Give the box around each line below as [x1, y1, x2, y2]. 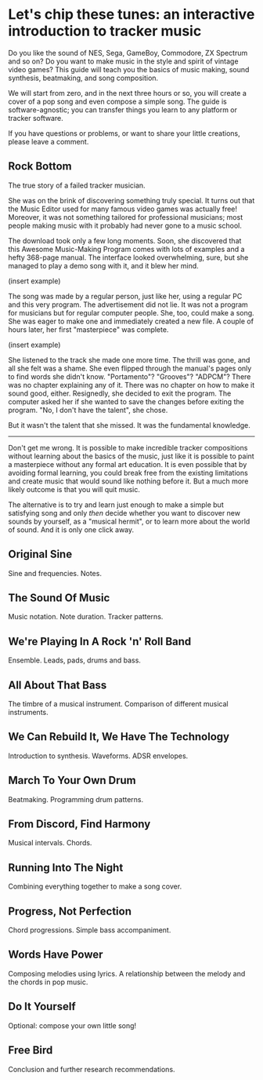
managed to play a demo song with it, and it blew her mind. [8, 261, 200, 270]
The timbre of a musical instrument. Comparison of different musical [8, 699, 229, 708]
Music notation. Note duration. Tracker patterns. [8, 612, 164, 622]
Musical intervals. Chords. [8, 838, 92, 848]
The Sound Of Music [8, 591, 110, 604]
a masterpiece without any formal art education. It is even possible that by [8, 459, 247, 469]
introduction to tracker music [8, 22, 202, 40]
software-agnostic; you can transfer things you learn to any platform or [8, 104, 237, 115]
